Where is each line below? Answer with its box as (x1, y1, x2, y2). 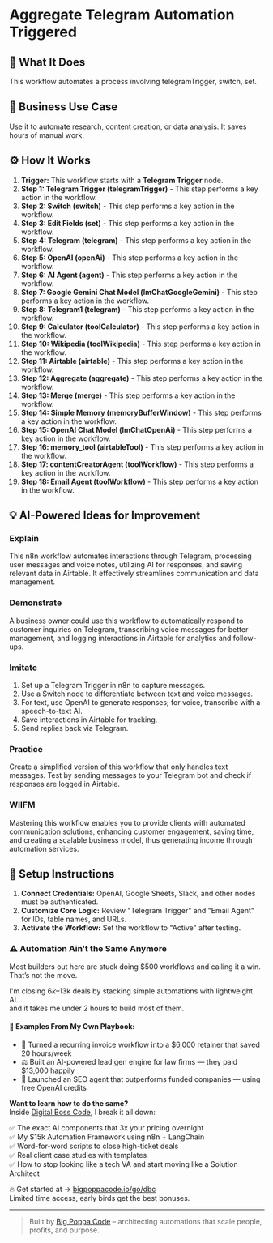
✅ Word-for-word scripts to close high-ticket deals (9, 1141, 179, 1151)
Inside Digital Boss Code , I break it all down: (9, 1107, 156, 1117)
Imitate (9, 662, 38, 673)
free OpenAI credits (20, 1083, 87, 1092)
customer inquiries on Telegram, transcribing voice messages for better (9, 624, 249, 634)
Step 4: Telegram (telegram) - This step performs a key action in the (20, 235, 252, 245)
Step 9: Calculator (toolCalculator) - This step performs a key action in (20, 322, 260, 331)
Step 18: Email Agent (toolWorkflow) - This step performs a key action (20, 476, 258, 486)
